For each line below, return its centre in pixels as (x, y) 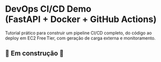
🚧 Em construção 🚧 (34, 53)
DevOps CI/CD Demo (48, 9)
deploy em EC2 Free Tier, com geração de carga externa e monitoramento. (80, 38)
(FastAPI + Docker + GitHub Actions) (81, 19)
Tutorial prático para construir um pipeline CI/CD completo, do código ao (79, 33)
